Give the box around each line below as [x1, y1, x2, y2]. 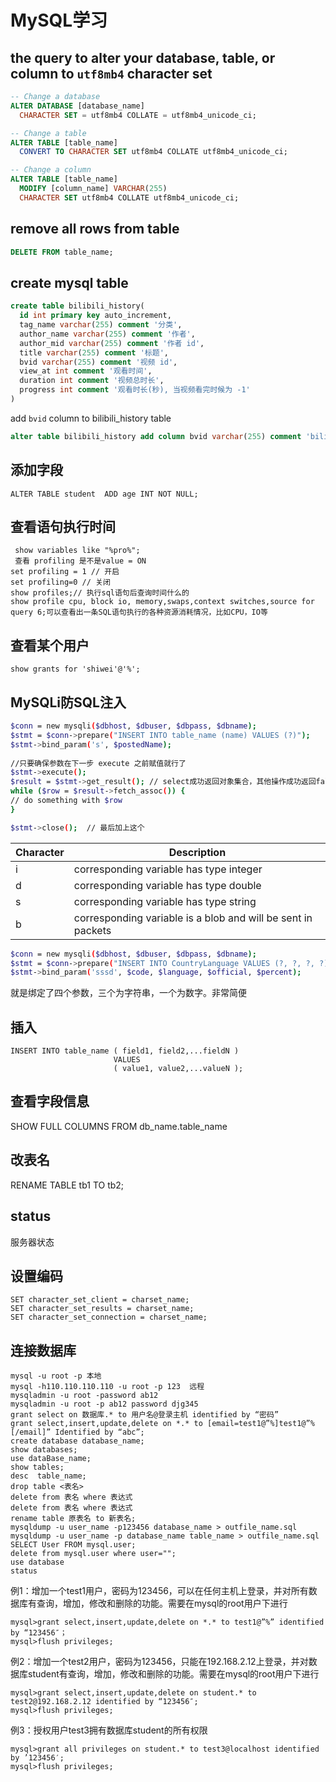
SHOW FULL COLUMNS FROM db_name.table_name [10, 1120, 228, 1132]
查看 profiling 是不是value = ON [14, 556, 147, 566]
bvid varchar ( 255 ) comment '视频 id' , [19, 357, 178, 367]
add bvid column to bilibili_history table [10, 412, 172, 424]
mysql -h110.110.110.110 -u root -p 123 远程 [10, 1382, 205, 1392]
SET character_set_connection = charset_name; [10, 1312, 208, 1323]
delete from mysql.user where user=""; [10, 1549, 177, 1559]
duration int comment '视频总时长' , [19, 376, 165, 386]
